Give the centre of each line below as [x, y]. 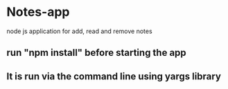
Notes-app [38, 12]
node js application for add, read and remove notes [80, 31]
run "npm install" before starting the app [96, 53]
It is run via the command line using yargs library [114, 76]
